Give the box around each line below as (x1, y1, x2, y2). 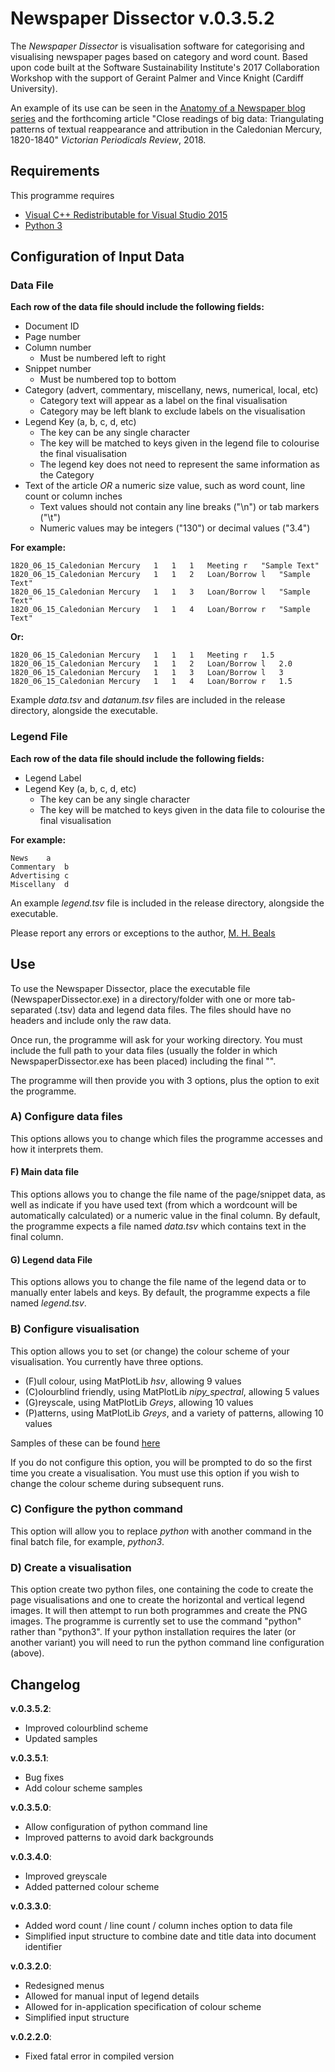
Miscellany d (10, 879, 70, 889)
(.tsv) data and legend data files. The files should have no (54, 1003, 292, 1016)
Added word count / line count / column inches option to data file (24, 1919, 293, 1931)
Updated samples (24, 1732, 98, 1744)
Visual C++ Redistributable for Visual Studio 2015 (24, 208, 228, 221)
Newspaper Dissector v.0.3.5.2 (10, 7, 275, 30)
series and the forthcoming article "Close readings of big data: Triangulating (10, 112, 325, 124)
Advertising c (10, 870, 70, 881)
